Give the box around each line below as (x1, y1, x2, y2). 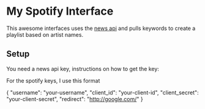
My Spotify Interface (6, 4, 114, 18)
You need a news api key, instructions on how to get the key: (6, 65, 159, 72)
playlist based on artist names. (6, 31, 84, 38)
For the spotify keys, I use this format (6, 77, 100, 84)
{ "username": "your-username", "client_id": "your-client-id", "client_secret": (6, 89, 199, 96)
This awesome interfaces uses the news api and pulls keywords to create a (6, 24, 196, 32)
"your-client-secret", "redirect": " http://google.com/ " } (6, 95, 143, 102)
